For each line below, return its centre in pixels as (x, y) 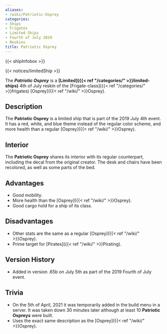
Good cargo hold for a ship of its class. (52, 206)
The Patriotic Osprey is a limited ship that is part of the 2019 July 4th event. (83, 119)
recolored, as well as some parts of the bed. (50, 167)
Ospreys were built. (33, 315)
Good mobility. (27, 195)
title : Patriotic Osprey (31, 47)
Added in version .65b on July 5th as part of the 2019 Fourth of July (82, 272)
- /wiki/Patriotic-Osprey (32, 14)
